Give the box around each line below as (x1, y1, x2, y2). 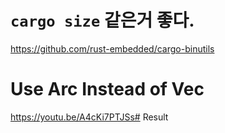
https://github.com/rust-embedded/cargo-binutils (10, 42, 215, 55)
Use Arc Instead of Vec (10, 78, 205, 101)
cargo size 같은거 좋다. (10, 9, 195, 32)
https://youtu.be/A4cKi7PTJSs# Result (10, 111, 169, 123)
